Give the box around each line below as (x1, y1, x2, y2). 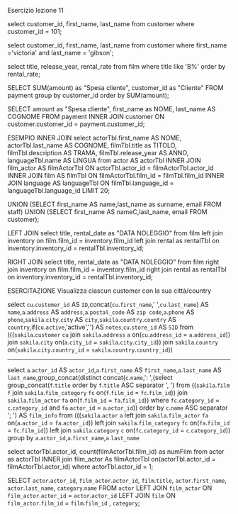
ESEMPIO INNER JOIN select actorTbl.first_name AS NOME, (7, 134, 182, 142)
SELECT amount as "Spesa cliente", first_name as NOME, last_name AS (7, 105, 216, 113)
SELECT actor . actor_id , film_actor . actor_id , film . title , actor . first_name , (7, 476, 227, 484)
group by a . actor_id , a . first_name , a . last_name (7, 434, 140, 442)
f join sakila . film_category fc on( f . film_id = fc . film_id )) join (7, 389, 188, 396)
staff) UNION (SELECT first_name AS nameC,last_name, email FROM (7, 208, 208, 216)
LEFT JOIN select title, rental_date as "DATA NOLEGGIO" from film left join (7, 229, 223, 237)
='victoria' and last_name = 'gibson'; (7, 49, 114, 57)
